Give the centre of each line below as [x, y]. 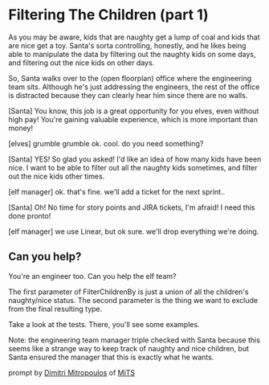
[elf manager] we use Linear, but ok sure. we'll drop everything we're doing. [134, 231]
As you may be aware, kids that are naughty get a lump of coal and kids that [134, 37]
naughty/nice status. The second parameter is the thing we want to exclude [133, 300]
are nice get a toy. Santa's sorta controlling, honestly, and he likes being [127, 45]
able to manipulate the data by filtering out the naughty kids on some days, [132, 54]
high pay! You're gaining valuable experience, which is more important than [133, 119]
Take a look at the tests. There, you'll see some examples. [104, 324]
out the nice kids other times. [57, 176]
